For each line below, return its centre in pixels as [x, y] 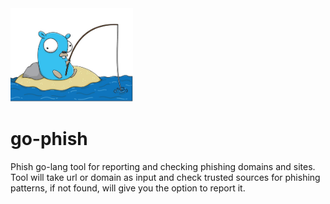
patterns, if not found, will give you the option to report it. [128, 188]
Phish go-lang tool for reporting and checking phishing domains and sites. [163, 166]
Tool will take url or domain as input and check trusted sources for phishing [165, 177]
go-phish [49, 139]
